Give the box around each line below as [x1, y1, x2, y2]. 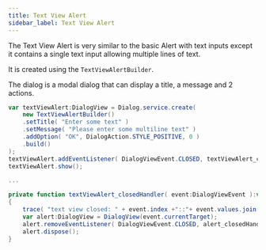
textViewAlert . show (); [8, 162, 83, 170]
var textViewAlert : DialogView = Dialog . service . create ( [8, 104, 196, 112]
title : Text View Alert [8, 11, 87, 20]
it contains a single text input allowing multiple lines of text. [8, 49, 201, 59]
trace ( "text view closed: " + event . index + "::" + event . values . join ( [22, 206, 260, 214]
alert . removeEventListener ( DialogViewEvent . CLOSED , [22, 220, 200, 228]
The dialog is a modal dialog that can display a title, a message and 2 [8, 80, 234, 89]
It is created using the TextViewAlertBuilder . [8, 64, 154, 74]
